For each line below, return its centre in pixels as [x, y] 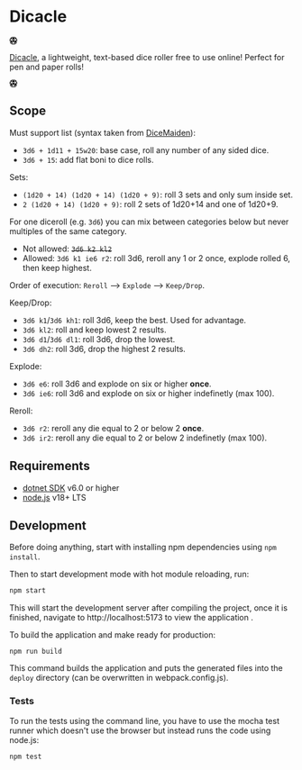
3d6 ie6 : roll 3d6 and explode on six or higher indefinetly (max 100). [148, 393]
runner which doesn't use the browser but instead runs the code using [140, 730]
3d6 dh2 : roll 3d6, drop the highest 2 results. [104, 349]
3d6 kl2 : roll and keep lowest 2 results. [94, 330]
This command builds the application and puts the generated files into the [146, 668]
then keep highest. [57, 267]
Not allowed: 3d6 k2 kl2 [67, 249]
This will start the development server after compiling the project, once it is [149, 608]
